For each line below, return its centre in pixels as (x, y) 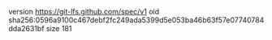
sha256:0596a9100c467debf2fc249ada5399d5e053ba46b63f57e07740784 (136, 20)
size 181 (59, 28)
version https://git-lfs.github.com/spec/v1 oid (84, 12)
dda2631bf (26, 28)
